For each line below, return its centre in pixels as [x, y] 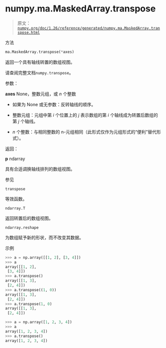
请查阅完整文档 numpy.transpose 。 [39, 72]
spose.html [29, 32]
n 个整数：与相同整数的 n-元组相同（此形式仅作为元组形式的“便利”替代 [84, 132]
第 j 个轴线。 [25, 121]
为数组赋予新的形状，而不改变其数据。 [44, 237]
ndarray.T [15, 208]
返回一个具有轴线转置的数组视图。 [40, 62]
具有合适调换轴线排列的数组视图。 [40, 169]
